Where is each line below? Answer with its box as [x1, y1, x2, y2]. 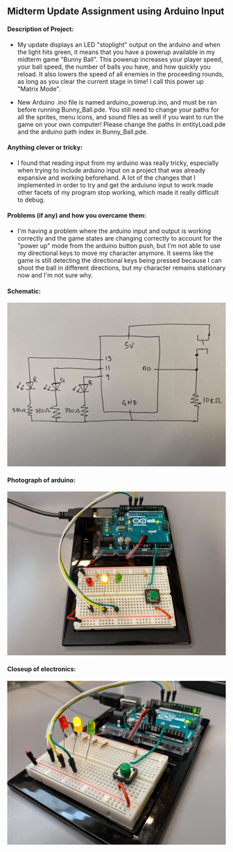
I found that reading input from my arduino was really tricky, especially [17, 159, 219, 167]
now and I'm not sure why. [17, 271, 94, 279]
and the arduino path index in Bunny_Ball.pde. [17, 128, 148, 136]
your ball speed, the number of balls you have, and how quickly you [17, 62, 212, 71]
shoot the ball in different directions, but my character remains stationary [17, 263, 226, 272]
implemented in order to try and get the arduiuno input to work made [17, 180, 214, 189]
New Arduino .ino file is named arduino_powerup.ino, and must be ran [17, 98, 217, 106]
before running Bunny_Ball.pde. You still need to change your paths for [17, 105, 220, 114]
